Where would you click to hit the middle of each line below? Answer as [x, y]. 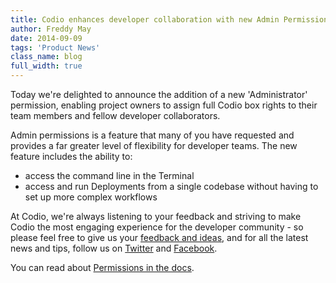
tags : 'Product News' [55, 47]
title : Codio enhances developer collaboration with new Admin [145, 19]
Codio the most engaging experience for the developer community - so [157, 227]
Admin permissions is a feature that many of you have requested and [152, 135]
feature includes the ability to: [71, 156]
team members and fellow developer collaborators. [115, 115]
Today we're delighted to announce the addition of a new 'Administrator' [159, 94]
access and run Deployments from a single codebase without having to [171, 186]
